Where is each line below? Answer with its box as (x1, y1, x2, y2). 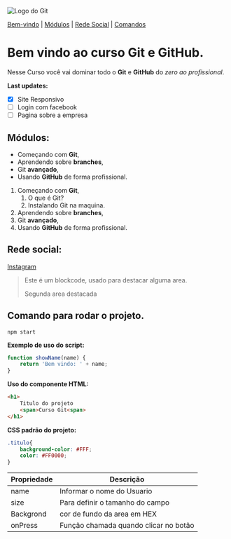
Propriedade (10, 475, 53, 484)
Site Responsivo (17, 95, 64, 103)
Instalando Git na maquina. (27, 200, 105, 210)
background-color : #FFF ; (20, 446, 92, 453)
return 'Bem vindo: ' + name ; (20, 361, 108, 368)
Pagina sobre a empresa (17, 111, 88, 119)
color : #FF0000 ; (20, 452, 68, 459)
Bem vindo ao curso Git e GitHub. (7, 45, 204, 61)
